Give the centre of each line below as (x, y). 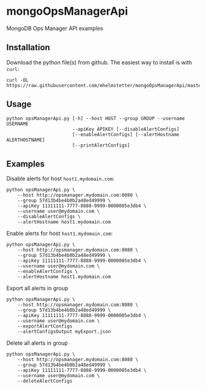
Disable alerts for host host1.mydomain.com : (60, 178)
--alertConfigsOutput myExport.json (64, 332)
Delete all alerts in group (37, 343)
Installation (28, 48)
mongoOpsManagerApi (67, 11)
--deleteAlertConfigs (45, 381)
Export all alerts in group (37, 288)
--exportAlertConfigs (45, 326)
